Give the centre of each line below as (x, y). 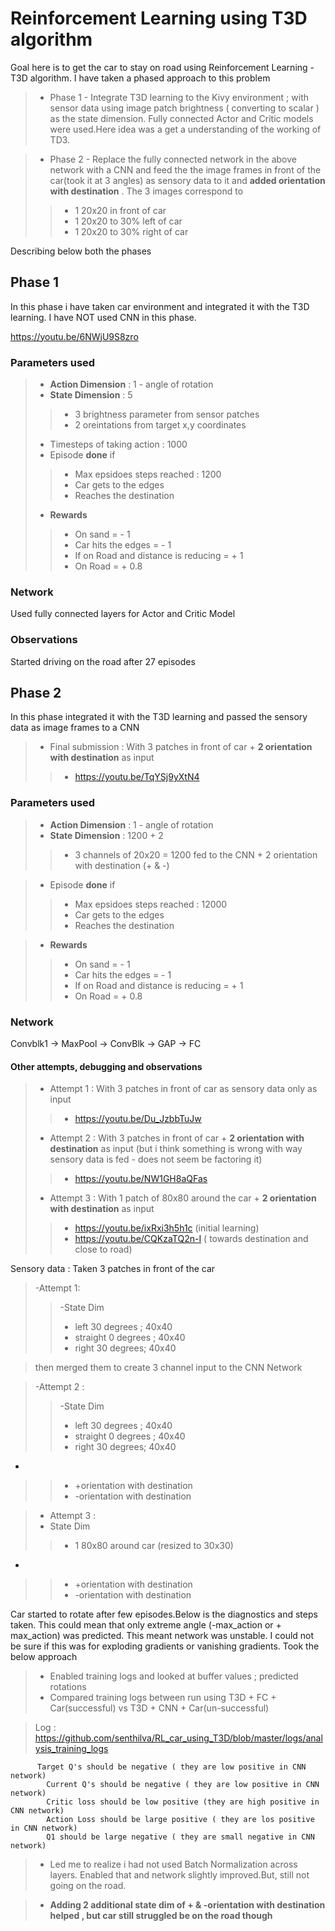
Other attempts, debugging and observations (106, 1066)
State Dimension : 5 (91, 395)
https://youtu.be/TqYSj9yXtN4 (137, 777)
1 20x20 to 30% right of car (131, 231)
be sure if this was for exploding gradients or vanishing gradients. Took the (165, 1646)
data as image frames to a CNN (75, 728)
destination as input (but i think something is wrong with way (176, 1149)
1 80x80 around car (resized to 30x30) (154, 1546)
